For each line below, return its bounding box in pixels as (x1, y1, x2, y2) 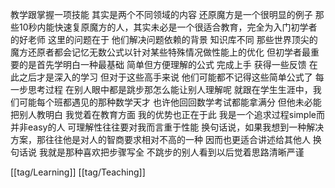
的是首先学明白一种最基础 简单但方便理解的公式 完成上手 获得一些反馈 (18, 59, 307, 70)
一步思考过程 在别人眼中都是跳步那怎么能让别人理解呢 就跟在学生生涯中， (10, 84, 313, 95)
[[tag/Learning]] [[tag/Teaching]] (10, 166, 146, 178)
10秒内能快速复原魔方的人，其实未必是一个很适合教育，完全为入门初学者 (18, 21, 318, 33)
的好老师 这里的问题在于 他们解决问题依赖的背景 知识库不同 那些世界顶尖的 (10, 34, 318, 45)
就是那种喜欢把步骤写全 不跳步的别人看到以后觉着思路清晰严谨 (47, 146, 305, 158)
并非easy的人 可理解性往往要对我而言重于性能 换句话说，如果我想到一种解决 (10, 121, 325, 133)
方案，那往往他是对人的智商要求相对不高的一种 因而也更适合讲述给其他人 (10, 134, 311, 145)
